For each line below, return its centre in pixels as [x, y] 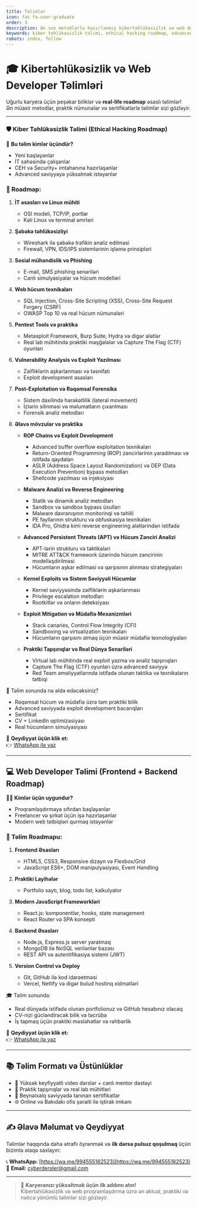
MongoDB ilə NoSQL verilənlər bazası [69, 948]
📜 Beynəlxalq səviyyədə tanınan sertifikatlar [67, 1095]
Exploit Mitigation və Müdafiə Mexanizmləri [77, 614]
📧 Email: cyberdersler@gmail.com [47, 1168]
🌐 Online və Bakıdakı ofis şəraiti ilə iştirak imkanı [73, 1102]
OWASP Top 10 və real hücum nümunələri [74, 313]
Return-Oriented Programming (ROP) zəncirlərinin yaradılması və [110, 453]
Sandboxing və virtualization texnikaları [79, 631]
